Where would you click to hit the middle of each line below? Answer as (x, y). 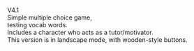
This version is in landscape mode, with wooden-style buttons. (97, 40)
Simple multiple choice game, (50, 17)
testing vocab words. (37, 25)
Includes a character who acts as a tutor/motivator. (80, 32)
